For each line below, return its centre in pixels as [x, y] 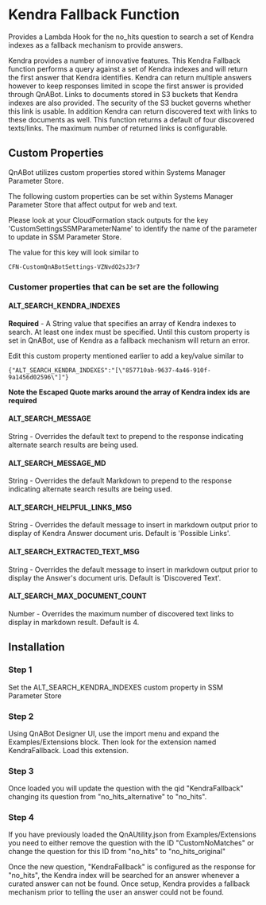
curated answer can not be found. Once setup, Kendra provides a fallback [129, 884]
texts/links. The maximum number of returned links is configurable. [118, 128]
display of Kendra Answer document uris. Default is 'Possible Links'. [120, 534]
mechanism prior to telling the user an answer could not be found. [116, 892]
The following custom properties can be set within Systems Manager [121, 196]
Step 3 [21, 771]
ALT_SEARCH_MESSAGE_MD [57, 463]
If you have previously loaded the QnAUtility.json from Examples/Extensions [132, 835]
